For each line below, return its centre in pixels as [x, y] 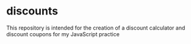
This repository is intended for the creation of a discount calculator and [96, 28]
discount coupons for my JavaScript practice [63, 34]
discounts [32, 11]
